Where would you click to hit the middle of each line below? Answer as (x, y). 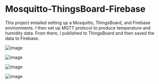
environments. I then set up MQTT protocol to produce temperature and (78, 28)
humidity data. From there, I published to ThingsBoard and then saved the (80, 33)
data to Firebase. (22, 38)
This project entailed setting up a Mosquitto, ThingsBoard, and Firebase (78, 23)
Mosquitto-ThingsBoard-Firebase (75, 9)
